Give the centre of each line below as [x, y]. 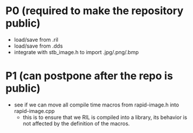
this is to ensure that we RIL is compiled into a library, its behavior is [105, 117]
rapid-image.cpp [34, 111]
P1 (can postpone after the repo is [89, 76]
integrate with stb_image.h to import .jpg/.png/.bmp [76, 52]
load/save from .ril [36, 39]
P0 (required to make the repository [94, 11]
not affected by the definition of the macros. [76, 123]
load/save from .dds [38, 46]
